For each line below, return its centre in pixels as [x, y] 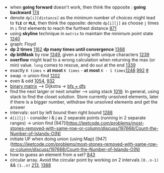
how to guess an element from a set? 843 [52, 155]
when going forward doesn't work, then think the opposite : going [78, 7]
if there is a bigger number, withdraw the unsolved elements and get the [84, 102]
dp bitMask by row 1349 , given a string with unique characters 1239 [80, 55]
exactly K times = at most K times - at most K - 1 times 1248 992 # [79, 70]
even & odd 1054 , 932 [32, 81]
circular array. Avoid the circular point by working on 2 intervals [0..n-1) [84, 160]
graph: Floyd [23, 44]
